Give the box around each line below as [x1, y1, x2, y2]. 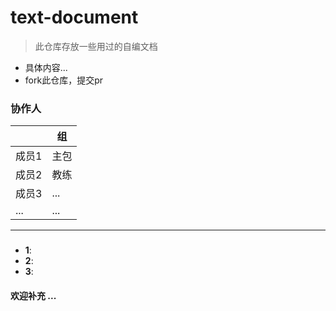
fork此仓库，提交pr [24, 74, 103, 86]
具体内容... [24, 61, 68, 73]
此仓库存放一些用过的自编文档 [34, 40, 158, 52]
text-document [10, 6, 139, 29]
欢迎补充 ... [10, 289, 57, 301]
